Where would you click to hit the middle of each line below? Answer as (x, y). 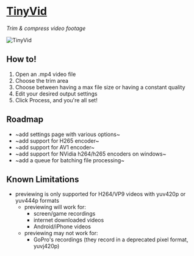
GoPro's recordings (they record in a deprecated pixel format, (111, 239)
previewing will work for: (55, 207)
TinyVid (27, 11)
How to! (21, 59)
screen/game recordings (64, 214)
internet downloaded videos (69, 220)
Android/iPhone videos (62, 227)
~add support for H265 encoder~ (57, 141)
